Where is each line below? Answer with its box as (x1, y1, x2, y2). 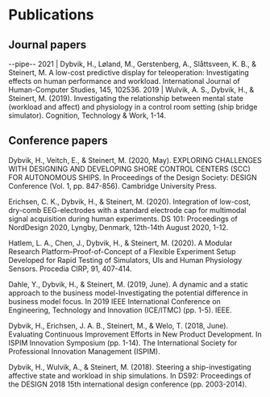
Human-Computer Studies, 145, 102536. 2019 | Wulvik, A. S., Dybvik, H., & (8, 85, 255, 94)
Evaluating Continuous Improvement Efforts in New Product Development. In (8, 329, 262, 339)
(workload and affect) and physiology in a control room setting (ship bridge (8, 102, 258, 111)
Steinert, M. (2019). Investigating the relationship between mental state (8, 94, 244, 102)
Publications (8, 6, 94, 24)
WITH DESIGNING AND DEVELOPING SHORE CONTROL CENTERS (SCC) (8, 164, 251, 173)
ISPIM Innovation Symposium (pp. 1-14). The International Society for (8, 337, 238, 348)
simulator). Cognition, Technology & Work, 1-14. (8, 111, 167, 120)
